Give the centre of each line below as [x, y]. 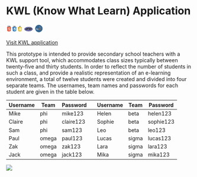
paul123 [72, 138]
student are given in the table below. [50, 92]
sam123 [72, 130]
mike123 [73, 113]
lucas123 [159, 138]
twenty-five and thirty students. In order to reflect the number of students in [98, 67]
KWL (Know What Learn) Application [98, 11]
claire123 [74, 122]
